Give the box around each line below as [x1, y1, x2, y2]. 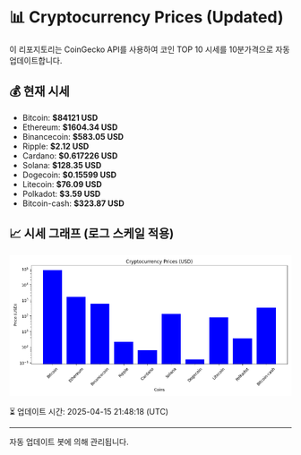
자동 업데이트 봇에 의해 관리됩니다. [9, 436, 129, 447]
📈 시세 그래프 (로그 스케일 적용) [9, 226, 175, 242]
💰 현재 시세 [9, 84, 70, 99]
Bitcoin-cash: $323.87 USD [21, 198, 125, 209]
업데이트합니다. [9, 55, 63, 65]
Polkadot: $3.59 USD [21, 188, 101, 199]
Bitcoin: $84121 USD [21, 112, 99, 123]
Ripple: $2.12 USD [21, 141, 90, 151]
